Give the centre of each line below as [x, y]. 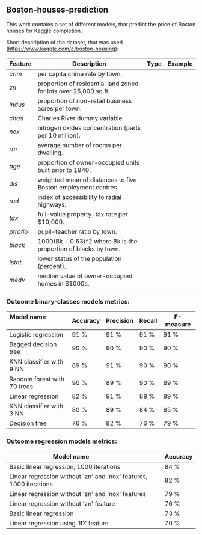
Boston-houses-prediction [57, 10]
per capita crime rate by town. [80, 73]
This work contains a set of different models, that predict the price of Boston [101, 24]
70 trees [21, 387]
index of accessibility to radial [80, 197]
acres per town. [60, 108]
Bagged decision [33, 344]
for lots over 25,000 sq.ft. [74, 91]
